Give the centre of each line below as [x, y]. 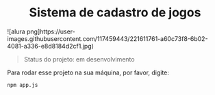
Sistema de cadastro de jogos [115, 13]
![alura [16, 31]
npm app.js [23, 85]
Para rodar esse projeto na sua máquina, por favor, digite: [88, 72]
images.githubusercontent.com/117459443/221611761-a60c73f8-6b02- [107, 38]
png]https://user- [51, 31]
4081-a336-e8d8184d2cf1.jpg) [51, 46]
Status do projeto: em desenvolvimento [79, 59]
